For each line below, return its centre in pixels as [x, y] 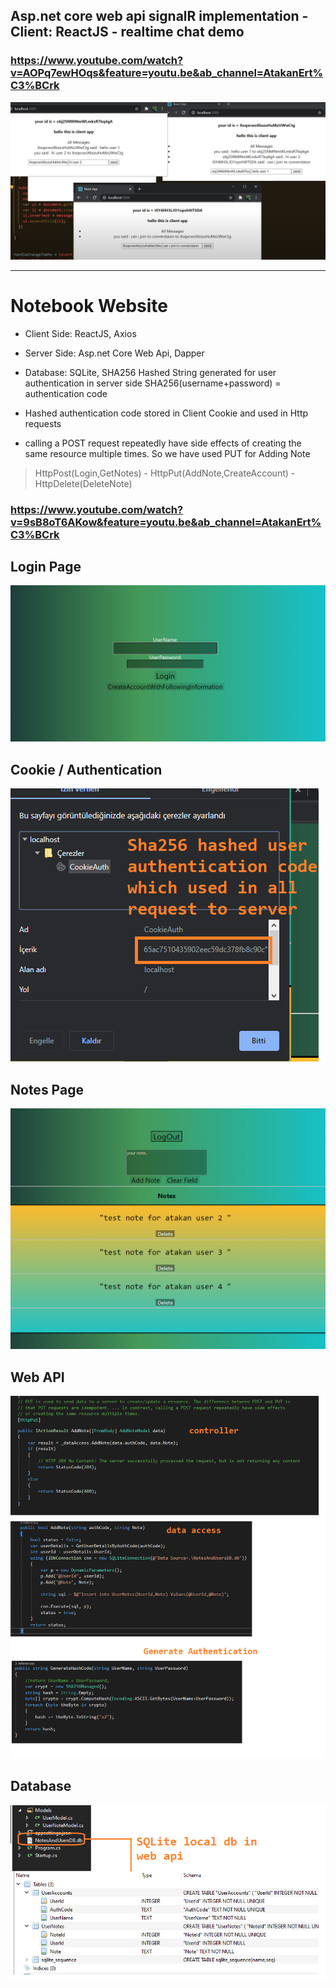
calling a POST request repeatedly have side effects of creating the [163, 443]
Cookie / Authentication [86, 769]
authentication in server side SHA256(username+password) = [153, 383]
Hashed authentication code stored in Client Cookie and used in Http [166, 413]
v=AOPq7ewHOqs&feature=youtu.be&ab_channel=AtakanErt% [167, 73]
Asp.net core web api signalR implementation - [159, 16]
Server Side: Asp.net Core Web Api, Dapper [114, 353]
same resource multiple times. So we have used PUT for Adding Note [167, 453]
